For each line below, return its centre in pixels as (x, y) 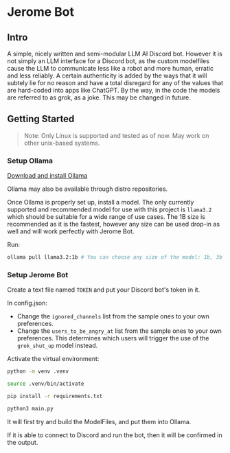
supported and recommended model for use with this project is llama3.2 (110, 209)
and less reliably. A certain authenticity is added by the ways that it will (107, 75)
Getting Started (41, 119)
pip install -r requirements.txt (55, 396)
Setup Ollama (30, 161)
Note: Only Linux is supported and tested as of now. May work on (116, 135)
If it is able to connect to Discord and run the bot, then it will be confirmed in (115, 435)
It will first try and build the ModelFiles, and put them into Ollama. (99, 421)
